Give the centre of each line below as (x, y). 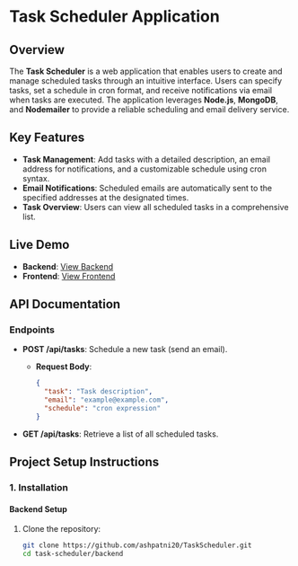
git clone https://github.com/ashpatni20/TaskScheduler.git (137, 545)
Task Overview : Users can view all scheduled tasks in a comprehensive (155, 207)
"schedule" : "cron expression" (102, 408)
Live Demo (39, 245)
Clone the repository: (61, 529)
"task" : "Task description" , (98, 392)
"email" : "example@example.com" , (106, 400)
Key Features (47, 138)
